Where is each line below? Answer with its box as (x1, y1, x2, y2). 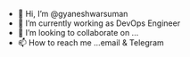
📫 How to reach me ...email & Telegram (17, 37, 165, 48)
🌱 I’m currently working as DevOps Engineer (17, 18, 181, 28)
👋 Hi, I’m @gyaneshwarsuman (17, 9, 128, 19)
